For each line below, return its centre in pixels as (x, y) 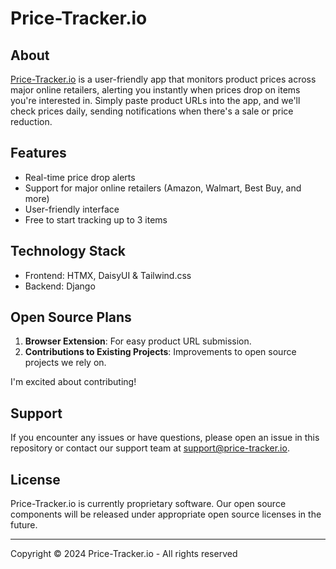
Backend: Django (60, 286)
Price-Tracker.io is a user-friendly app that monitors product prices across (163, 79)
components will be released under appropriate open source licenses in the (166, 514)
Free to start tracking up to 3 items (96, 219)
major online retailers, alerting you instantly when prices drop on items (155, 90)
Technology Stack (68, 251)
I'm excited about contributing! (73, 382)
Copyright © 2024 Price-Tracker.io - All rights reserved (124, 554)
